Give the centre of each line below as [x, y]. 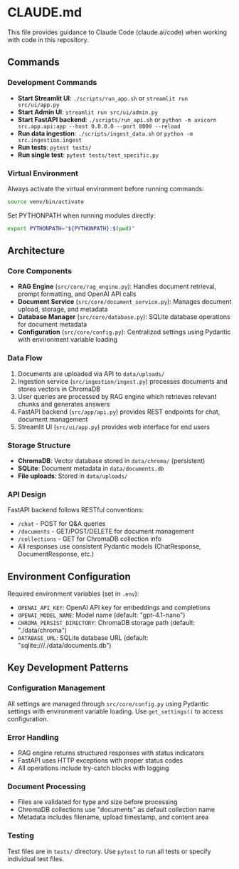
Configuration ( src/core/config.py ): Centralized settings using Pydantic [124, 332]
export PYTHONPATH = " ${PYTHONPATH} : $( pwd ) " [71, 228]
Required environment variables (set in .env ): [73, 594]
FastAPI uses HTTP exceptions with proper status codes [100, 761]
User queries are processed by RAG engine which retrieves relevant [117, 396]
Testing [21, 835]
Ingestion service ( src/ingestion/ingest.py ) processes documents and [122, 381]
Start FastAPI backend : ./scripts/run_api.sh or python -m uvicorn [117, 119]
